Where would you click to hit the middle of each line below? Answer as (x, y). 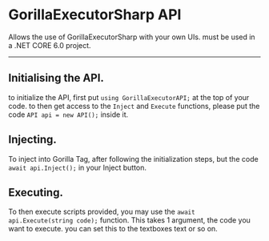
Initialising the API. (56, 78)
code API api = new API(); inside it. (68, 114)
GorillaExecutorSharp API (95, 15)
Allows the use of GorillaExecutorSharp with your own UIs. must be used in (132, 37)
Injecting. (33, 140)
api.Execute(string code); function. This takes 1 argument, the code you (129, 220)
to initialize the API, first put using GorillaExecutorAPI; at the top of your (129, 97)
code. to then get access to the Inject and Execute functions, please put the (134, 106)
